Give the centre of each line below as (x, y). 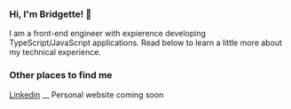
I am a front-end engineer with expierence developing (107, 34)
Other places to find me (61, 75)
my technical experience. (55, 52)
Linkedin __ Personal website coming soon (87, 94)
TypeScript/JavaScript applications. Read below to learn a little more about (145, 43)
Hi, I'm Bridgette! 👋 (51, 14)
